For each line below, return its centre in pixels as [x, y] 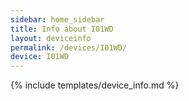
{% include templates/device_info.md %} [95, 85]
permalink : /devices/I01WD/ [69, 47]
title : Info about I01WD [62, 29]
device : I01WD [40, 57]
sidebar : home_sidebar [57, 19]
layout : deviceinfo [51, 38]
